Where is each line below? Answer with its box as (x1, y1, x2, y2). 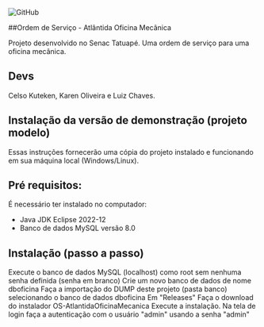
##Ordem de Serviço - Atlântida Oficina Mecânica (8, 23, 172, 32)
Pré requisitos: (8, 179, 82, 192)
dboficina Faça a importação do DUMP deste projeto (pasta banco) (8, 284, 228, 294)
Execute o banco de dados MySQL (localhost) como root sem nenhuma (8, 267, 242, 277)
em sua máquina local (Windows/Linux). (8, 156, 140, 165)
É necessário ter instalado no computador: (8, 199, 147, 210)
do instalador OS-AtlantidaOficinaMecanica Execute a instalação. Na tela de (8, 302, 256, 311)
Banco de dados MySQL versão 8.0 (19, 223, 136, 233)
